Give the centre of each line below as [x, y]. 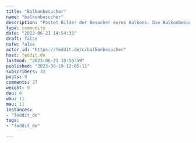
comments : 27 [22, 83]
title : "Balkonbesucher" [36, 11]
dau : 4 [14, 93]
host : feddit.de [26, 55]
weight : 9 [18, 88]
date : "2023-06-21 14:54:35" [41, 33]
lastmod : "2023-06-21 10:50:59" [45, 60]
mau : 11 [15, 104]
